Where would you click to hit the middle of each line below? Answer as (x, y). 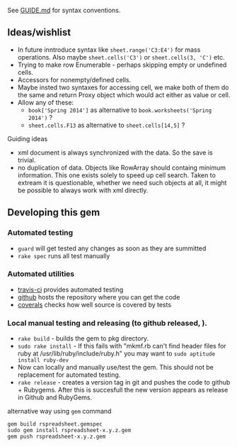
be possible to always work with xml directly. (83, 190)
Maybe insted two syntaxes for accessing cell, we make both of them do (123, 87)
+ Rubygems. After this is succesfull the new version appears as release (123, 390)
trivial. (27, 160)
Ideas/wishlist (39, 32)
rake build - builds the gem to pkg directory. (83, 338)
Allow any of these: (46, 102)
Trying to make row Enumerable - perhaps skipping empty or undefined (122, 65)
